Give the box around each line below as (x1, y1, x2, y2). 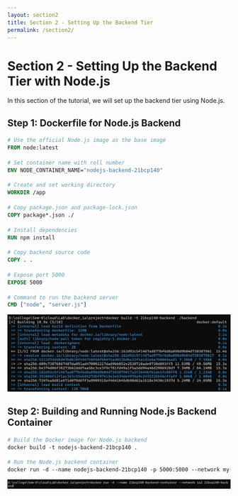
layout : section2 (7, 11, 59, 18)
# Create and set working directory (7, 182, 115, 189)
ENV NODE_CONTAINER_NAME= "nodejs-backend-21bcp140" (7, 167, 163, 174)
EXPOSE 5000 (7, 279, 42, 286)
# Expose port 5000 (7, 271, 65, 278)
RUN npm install (7, 234, 55, 241)
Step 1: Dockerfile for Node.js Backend (7, 117, 181, 129)
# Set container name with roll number (7, 159, 125, 166)
